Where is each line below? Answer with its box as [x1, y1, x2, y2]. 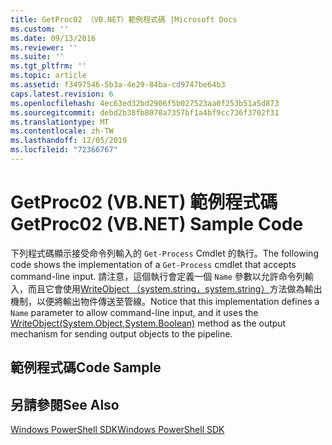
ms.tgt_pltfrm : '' [10, 61, 87, 71]
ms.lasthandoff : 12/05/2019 [10, 136, 128, 146]
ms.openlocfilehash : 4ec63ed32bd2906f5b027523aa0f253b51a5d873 [10, 98, 280, 108]
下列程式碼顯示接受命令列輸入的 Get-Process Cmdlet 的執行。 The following [10, 247, 319, 259]
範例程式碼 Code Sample [10, 359, 162, 376]
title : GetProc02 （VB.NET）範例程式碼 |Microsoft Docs [10, 14, 238, 25]
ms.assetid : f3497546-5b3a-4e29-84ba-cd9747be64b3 [10, 80, 226, 90]
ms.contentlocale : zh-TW [10, 126, 114, 136]
